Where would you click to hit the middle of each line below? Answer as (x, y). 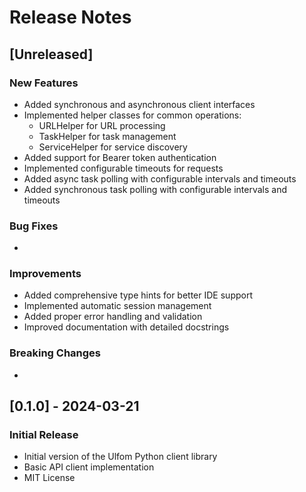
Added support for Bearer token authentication (120, 157)
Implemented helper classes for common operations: (132, 115)
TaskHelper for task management (107, 136)
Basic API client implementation (89, 467)
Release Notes (70, 17)
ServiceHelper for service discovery (113, 147)
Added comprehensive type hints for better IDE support (138, 295)
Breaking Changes (55, 353)
